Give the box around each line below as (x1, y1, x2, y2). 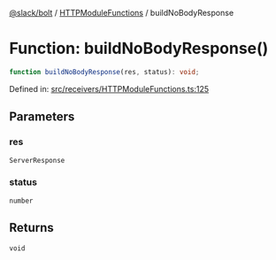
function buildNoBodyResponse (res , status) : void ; (9, 67, 200, 76)
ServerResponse (9, 156, 65, 164)
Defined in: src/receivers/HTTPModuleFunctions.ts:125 (9, 83, 210, 94)
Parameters (9, 110, 75, 125)
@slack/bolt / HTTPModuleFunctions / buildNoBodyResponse (9, 8, 234, 18)
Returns (9, 220, 55, 235)
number (9, 196, 34, 205)
